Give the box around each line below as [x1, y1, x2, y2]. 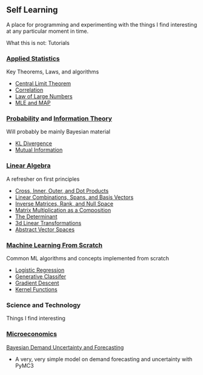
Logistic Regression [15, 266, 65, 274]
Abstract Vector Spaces [15, 226, 75, 233]
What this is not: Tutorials [6, 39, 70, 46]
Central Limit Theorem [15, 80, 72, 87]
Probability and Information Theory [6, 115, 112, 123]
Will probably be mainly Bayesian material [6, 128, 111, 135]
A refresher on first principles [6, 175, 80, 183]
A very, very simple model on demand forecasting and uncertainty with [15, 355, 193, 363]
